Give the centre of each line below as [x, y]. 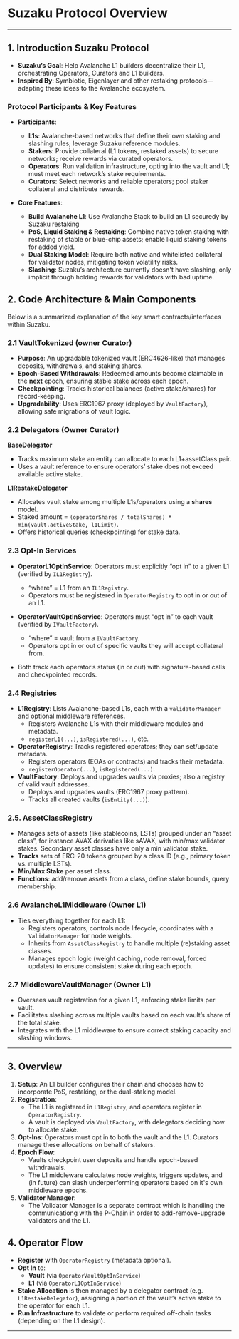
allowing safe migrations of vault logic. [74, 411]
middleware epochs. [58, 1190]
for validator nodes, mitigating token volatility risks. [103, 262]
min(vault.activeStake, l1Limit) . [68, 525]
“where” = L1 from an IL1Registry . [79, 588]
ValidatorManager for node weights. [80, 935]
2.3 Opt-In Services [42, 550]
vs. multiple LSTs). [45, 863]
